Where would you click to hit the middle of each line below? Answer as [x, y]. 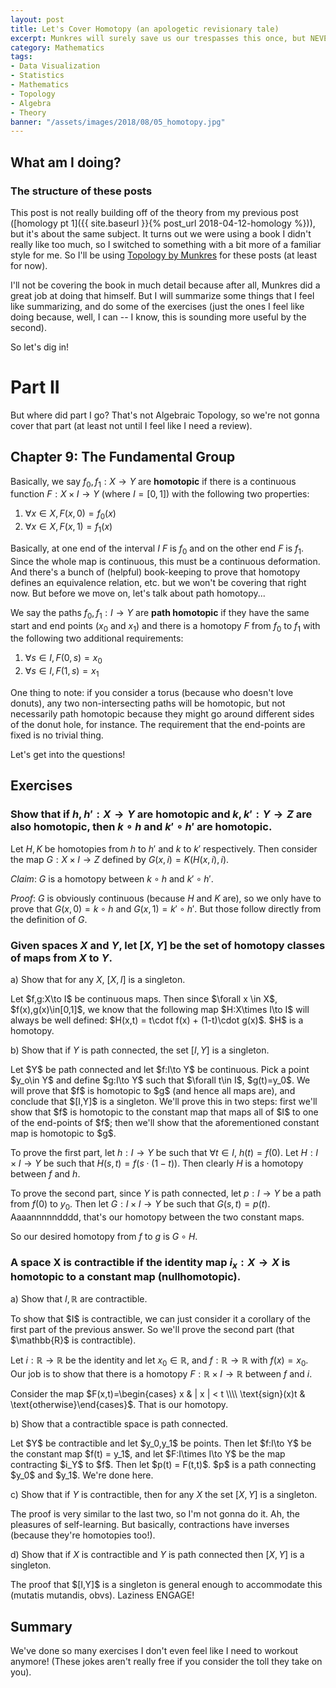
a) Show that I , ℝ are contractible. [79, 1299]
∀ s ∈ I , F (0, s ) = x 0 [63, 659]
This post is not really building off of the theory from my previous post [154, 212]
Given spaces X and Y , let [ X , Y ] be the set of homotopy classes [168, 945]
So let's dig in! [40, 347]
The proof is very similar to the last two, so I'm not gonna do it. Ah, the [155, 1514]
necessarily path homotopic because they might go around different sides [162, 714]
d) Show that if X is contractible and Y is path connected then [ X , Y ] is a [157, 1555]
